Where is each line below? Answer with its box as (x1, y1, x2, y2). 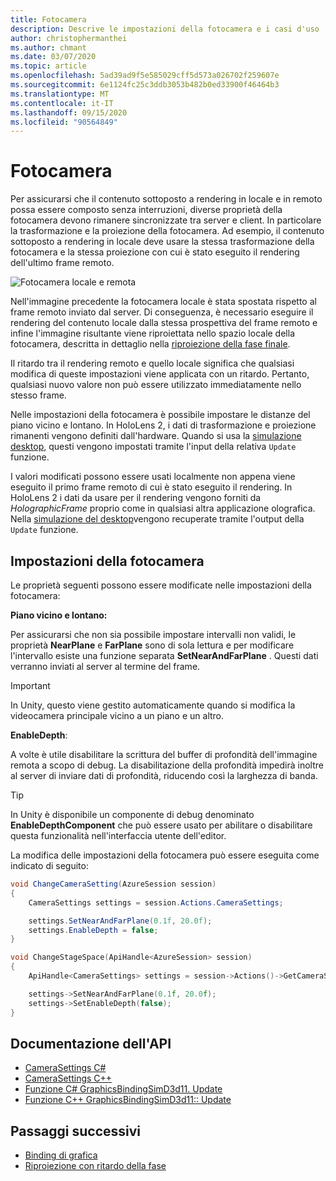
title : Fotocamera (10, 14, 87, 25)
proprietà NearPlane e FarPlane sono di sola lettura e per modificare (10, 639, 295, 651)
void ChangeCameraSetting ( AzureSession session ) (10, 879, 217, 889)
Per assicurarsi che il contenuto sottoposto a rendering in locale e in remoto (10, 193, 323, 205)
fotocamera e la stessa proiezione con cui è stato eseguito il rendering (10, 246, 300, 258)
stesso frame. (10, 389, 67, 401)
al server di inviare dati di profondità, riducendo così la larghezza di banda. (10, 770, 318, 781)
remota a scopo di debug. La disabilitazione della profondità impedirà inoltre (10, 759, 324, 771)
